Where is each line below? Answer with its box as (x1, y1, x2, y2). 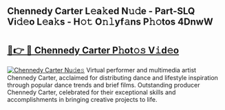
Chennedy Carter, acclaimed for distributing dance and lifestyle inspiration (7, 74, 219, 81)
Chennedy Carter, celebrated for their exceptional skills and (7, 88, 176, 96)
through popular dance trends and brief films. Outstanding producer (7, 81, 200, 89)
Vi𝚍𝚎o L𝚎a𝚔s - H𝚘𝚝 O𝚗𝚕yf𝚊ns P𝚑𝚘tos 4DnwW (7, 16, 213, 28)
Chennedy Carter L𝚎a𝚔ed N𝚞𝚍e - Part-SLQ (7, 5, 195, 17)
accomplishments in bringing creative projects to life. (7, 96, 158, 103)
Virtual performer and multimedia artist (85, 66, 197, 74)
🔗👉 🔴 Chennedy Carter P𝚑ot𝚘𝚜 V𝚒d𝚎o (7, 44, 180, 56)
